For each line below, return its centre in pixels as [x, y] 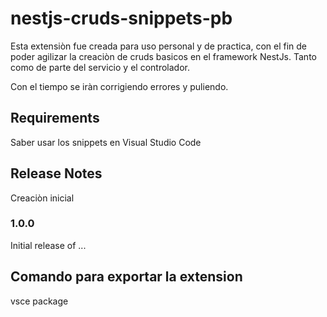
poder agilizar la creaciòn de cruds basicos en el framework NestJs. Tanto [163, 56]
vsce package [39, 301]
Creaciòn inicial [42, 198]
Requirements [55, 118]
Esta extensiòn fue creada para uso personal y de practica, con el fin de [159, 46]
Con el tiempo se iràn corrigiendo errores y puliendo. [119, 86]
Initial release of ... [48, 245]
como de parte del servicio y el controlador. [100, 67]
